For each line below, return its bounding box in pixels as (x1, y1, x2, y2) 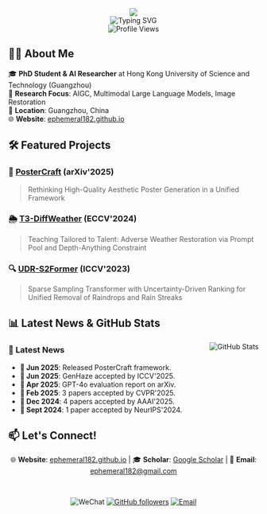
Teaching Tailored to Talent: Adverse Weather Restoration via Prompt (27, 234, 254, 243)
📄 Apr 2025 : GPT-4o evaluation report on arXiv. (19, 380, 176, 389)
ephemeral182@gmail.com (90, 465, 177, 476)
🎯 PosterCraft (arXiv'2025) (8, 166, 114, 177)
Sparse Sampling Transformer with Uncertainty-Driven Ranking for (27, 284, 246, 294)
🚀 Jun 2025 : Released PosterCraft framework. (19, 362, 172, 372)
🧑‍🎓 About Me (8, 47, 75, 60)
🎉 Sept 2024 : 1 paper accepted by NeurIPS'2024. (19, 405, 183, 415)
